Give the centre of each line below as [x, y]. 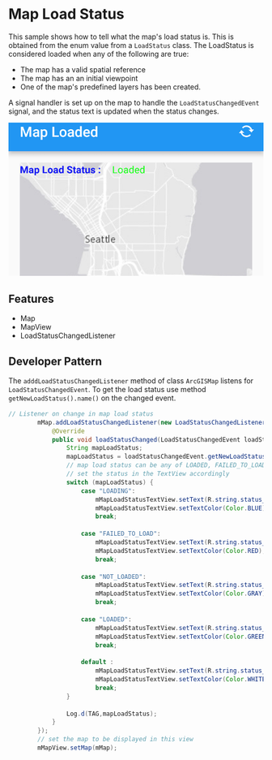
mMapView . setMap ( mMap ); [77, 748]
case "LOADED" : [106, 619]
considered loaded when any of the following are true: [99, 54]
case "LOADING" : [108, 491]
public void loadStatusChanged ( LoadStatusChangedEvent [146, 439]
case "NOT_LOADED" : [114, 576]
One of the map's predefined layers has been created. [110, 87]
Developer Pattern [55, 361]
